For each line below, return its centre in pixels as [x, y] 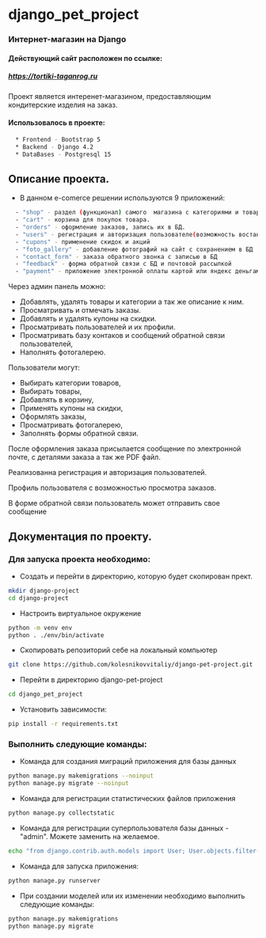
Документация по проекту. [80, 536]
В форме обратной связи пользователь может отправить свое [114, 503]
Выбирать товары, [51, 391]
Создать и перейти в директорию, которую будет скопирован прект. [136, 576]
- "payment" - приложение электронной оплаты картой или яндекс [123, 272]
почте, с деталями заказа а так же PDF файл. [84, 458]
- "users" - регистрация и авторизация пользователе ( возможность [125, 234]
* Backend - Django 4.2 [54, 147]
